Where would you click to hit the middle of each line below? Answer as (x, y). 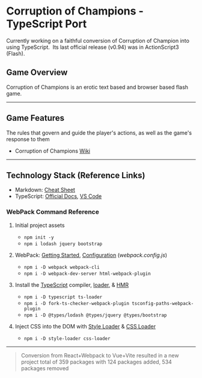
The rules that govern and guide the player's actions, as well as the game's (99, 133)
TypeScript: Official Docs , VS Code (58, 196)
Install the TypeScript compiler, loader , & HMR (72, 284)
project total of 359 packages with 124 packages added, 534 (96, 362)
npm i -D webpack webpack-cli (62, 267)
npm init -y (39, 237)
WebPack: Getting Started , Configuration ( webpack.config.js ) (91, 255)
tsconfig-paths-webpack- (163, 303)
